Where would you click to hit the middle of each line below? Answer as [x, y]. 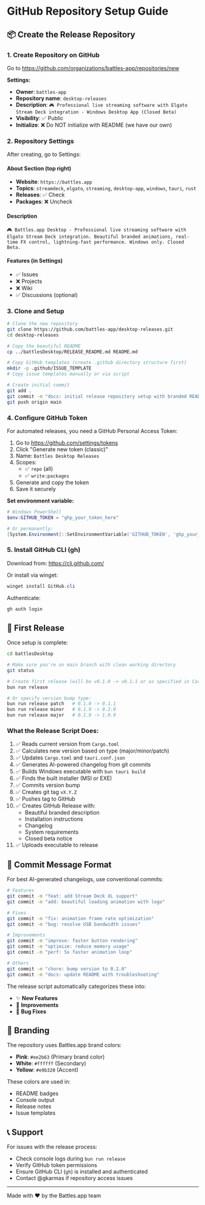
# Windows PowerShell [34, 512]
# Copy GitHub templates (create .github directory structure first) [97, 363]
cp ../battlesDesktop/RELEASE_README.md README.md [72, 352]
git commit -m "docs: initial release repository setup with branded [97, 396]
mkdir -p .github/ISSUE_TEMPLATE [49, 368]
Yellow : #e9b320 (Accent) [47, 1070]
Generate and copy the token [52, 482]
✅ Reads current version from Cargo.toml [68, 744]
